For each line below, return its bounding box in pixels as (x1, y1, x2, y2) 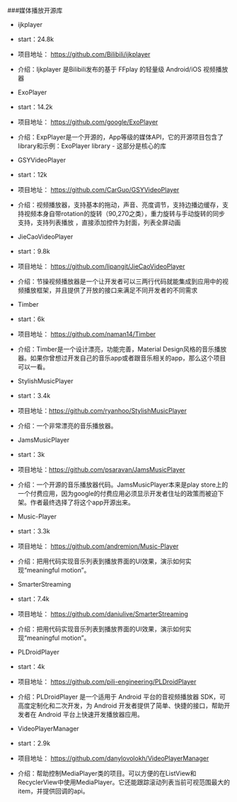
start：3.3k (17, 527, 51, 535)
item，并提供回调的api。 (17, 787, 89, 795)
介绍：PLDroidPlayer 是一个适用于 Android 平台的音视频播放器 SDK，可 (17, 693, 226, 701)
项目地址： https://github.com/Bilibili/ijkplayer (17, 50, 151, 58)
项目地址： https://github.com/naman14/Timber (17, 330, 156, 338)
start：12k (17, 171, 47, 179)
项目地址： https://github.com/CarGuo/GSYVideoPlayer (17, 186, 180, 193)
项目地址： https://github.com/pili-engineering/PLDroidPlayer (17, 677, 197, 686)
